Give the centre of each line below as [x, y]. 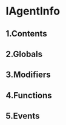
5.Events [23, 116]
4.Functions [29, 95]
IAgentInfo [33, 11]
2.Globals [24, 54]
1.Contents [26, 34]
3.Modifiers [28, 75]
